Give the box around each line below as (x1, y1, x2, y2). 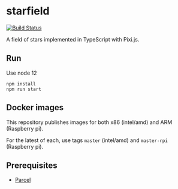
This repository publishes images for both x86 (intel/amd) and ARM (6, 119, 173, 126)
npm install (6, 81, 36, 87)
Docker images (6, 102, 64, 113)
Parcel (14, 176, 31, 184)
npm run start (6, 86, 42, 92)
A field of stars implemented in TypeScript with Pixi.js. (6, 36, 140, 43)
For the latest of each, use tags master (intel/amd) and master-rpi (6, 137, 168, 144)
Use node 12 (6, 69, 37, 76)
